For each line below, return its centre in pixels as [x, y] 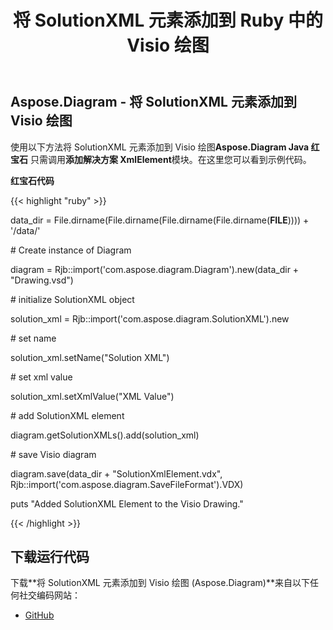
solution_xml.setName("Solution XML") [90, 357]
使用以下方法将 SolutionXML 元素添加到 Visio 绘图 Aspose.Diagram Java [160, 147]
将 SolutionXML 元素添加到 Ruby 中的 [168, 20]
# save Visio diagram [53, 454]
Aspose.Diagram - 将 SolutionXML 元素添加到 [153, 102]
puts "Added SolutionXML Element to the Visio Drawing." [127, 503]
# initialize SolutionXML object [72, 299]
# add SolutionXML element [67, 415]
